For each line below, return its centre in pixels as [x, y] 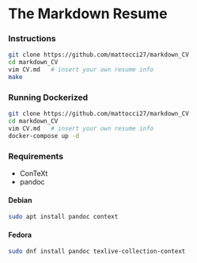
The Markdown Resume [88, 14]
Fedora [20, 234]
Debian [20, 200]
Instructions [32, 39]
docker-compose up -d [44, 135]
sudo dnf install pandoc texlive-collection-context [97, 252]
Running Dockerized [48, 97]
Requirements [36, 156]
